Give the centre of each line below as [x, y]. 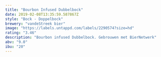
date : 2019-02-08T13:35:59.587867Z [42, 14]
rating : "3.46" [21, 33]
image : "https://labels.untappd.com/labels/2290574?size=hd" [70, 28]
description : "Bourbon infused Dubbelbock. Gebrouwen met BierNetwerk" [81, 38]
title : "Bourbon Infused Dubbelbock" [44, 10]
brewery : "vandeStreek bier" [35, 24]
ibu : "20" [15, 47]
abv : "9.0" [16, 42]
